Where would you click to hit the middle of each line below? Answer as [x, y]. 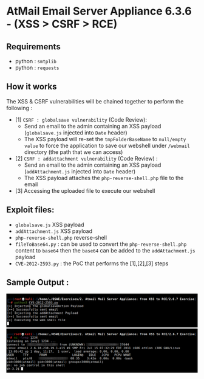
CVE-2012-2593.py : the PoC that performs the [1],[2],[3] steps [92, 263]
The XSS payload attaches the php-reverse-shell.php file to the [104, 178]
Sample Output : [38, 283]
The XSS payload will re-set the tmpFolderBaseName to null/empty [105, 139]
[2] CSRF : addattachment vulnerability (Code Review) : [86, 158]
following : [19, 108]
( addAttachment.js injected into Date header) [80, 171]
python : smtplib [36, 61]
